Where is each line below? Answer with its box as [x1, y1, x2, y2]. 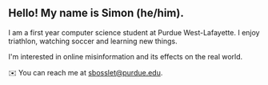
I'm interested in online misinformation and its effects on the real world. [8, 51, 243, 61]
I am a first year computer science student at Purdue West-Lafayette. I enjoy [8, 27, 260, 37]
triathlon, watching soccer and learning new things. [8, 36, 178, 46]
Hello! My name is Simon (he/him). [8, 6, 184, 20]
